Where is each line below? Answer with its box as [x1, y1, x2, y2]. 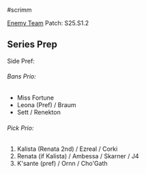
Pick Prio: [7, 124, 34, 132]
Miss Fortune [16, 93, 55, 102]
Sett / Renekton [16, 108, 61, 117]
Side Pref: [7, 57, 35, 65]
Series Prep [7, 39, 58, 50]
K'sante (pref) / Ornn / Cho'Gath [16, 160, 108, 168]
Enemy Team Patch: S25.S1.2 [7, 19, 89, 27]
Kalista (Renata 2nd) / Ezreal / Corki [16, 145, 118, 153]
